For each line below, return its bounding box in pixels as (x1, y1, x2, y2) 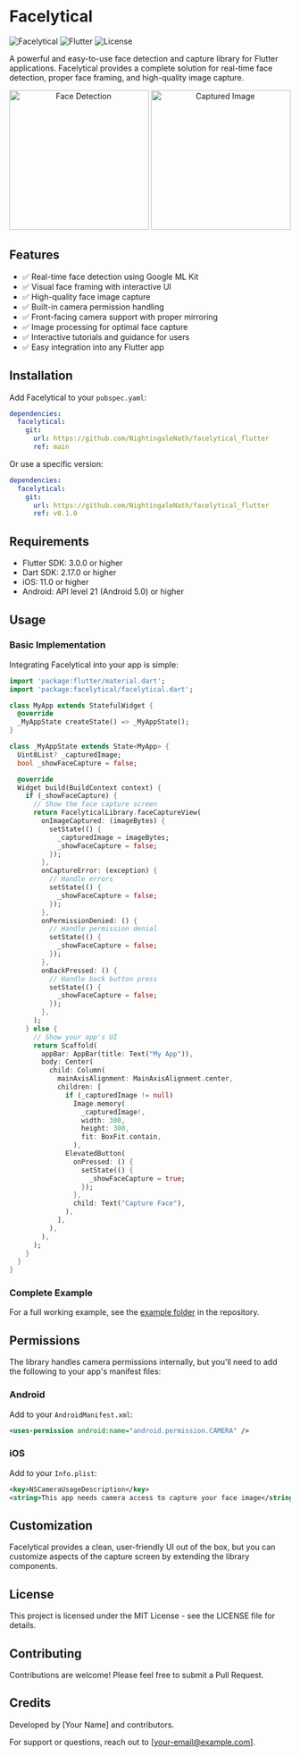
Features (9, 248, 60, 263)
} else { (25, 1024, 58, 1033)
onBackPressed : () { (41, 966, 118, 975)
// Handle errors (48, 875, 114, 884)
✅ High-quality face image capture (21, 291, 151, 301)
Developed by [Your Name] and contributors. (9, 1719, 175, 1730)
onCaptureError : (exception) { (41, 866, 158, 876)
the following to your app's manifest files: (9, 1366, 162, 1377)
